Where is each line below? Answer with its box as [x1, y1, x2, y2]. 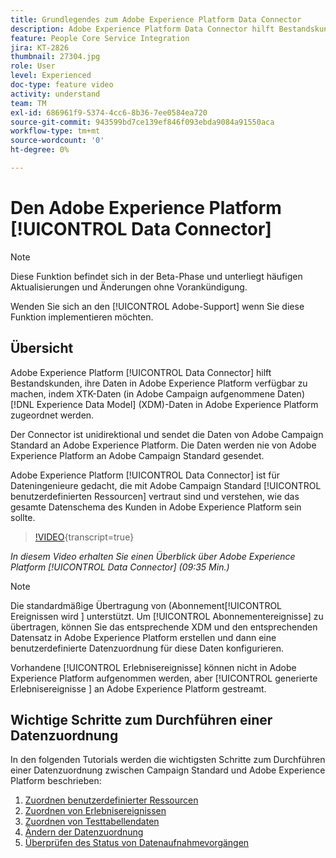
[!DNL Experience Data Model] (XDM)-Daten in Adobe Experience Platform [10, 398, 319, 410]
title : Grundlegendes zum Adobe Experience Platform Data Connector [10, 14, 302, 25]
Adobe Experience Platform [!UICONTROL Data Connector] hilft [10, 366, 272, 378]
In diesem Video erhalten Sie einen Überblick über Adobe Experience [10, 550, 296, 562]
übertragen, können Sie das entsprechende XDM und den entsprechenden [10, 621, 318, 633]
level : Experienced [10, 71, 92, 81]
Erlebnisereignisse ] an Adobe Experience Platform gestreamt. [10, 682, 267, 695]
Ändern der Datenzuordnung [24, 826, 144, 838]
